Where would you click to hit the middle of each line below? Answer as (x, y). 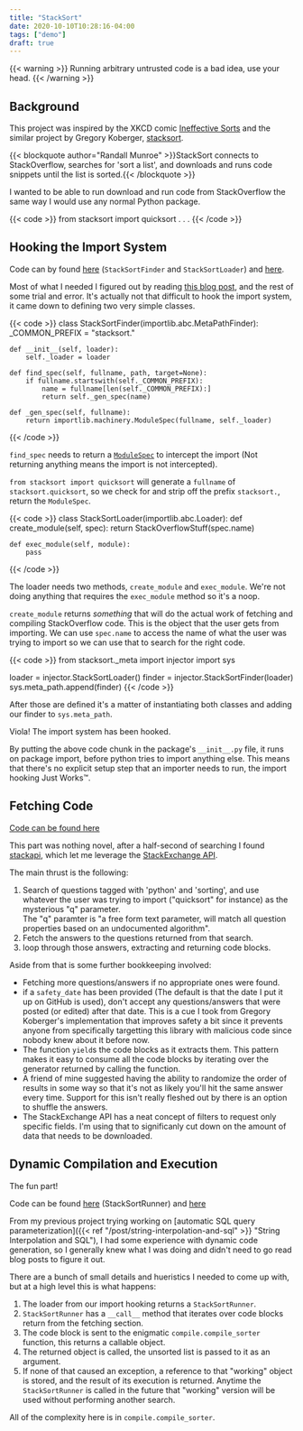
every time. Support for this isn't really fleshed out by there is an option (155, 1097)
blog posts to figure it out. (57, 1259)
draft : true (32, 43)
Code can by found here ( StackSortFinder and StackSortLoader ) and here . (147, 269)
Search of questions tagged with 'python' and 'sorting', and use (141, 890)
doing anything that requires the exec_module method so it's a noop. (134, 595)
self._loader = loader (68, 357)
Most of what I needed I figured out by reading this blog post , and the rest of (151, 286)
